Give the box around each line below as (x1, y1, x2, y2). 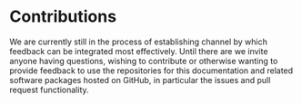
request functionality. (9, 84, 89, 95)
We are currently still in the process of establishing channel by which (9, 36, 268, 47)
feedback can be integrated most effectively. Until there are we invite (9, 45, 268, 56)
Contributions (9, 6, 116, 27)
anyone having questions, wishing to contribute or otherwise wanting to (9, 55, 278, 66)
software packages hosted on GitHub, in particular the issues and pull (9, 74, 271, 85)
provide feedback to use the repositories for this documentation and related (9, 65, 294, 76)
